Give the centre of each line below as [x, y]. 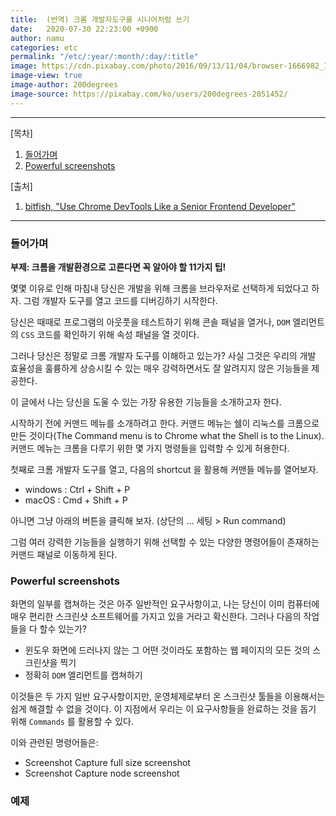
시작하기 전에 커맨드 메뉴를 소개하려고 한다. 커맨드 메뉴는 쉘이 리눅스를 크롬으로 [165, 423]
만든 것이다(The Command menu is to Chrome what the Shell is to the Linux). [167, 435]
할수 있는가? [63, 629]
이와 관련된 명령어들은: [54, 743]
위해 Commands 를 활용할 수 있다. [72, 722]
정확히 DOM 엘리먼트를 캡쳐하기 [83, 675]
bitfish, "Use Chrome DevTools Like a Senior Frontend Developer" [160, 206]
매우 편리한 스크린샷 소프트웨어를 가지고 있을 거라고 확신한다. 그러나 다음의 [156, 617]
